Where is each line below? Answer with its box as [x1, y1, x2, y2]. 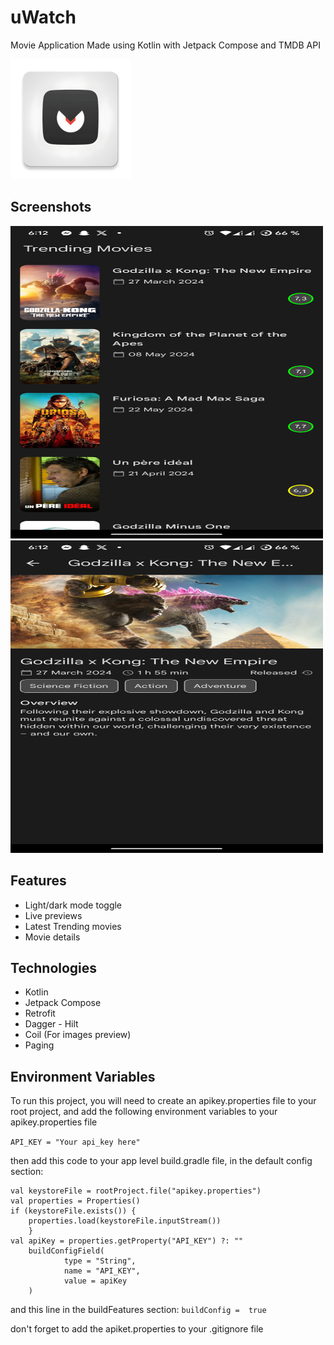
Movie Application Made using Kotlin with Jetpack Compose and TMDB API [10, 39, 321, 51]
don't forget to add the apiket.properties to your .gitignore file [10, 1323, 264, 1335]
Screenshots [10, 199, 92, 216]
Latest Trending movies [24, 920, 122, 932]
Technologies [10, 959, 98, 976]
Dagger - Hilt [24, 1018, 79, 1030]
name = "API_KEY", [63, 1266, 141, 1276]
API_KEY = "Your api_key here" [10, 1137, 141, 1148]
